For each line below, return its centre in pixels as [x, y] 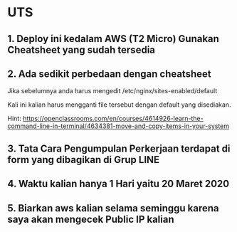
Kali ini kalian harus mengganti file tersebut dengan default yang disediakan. [119, 105]
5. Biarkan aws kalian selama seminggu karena [113, 208]
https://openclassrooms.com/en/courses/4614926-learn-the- [113, 119]
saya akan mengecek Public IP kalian [91, 219]
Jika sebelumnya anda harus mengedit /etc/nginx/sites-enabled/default [112, 91]
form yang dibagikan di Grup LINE [84, 160]
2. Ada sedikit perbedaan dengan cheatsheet [109, 74]
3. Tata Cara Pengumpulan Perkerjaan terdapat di [119, 148]
